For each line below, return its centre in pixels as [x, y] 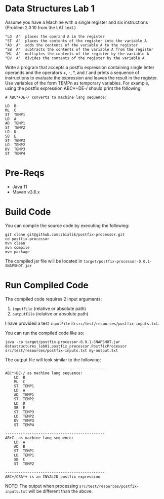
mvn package [17, 252]
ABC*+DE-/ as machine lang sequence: [44, 373]
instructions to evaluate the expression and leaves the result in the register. [82, 77]
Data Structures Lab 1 [50, 9]
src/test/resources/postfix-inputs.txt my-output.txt [62, 350]
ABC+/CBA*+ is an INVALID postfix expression [53, 477]
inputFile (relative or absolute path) [49, 308]
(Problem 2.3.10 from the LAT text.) [41, 27]
